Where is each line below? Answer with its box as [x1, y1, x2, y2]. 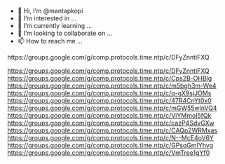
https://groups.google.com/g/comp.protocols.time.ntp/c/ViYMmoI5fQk [7, 111, 212, 119]
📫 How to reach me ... [17, 37, 83, 45]
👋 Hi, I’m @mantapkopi [17, 7, 83, 15]
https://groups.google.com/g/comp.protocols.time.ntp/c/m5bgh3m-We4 [7, 81, 217, 90]
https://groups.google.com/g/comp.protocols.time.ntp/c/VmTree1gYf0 [7, 149, 210, 157]
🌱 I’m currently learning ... [17, 22, 93, 29]
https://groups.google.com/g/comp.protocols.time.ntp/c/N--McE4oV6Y [7, 134, 214, 142]
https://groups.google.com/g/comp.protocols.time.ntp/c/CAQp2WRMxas [7, 126, 218, 135]
